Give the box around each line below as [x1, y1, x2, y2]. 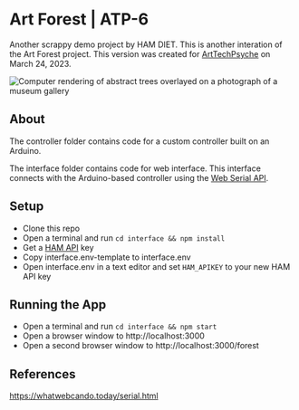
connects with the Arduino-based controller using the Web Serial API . [9, 172, 269, 183]
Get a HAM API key [22, 242, 94, 253]
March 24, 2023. [9, 58, 72, 69]
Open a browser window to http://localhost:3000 [22, 330, 206, 341]
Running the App [9, 297, 107, 312]
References [9, 367, 76, 382]
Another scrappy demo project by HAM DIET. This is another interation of [9, 39, 283, 50]
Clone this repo [22, 223, 80, 234]
